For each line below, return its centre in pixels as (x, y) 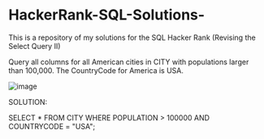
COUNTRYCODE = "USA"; (52, 126)
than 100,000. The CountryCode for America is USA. (96, 70)
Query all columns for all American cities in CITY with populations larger (129, 62)
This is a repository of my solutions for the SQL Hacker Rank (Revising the (132, 37)
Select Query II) (35, 46)
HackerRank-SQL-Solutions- (107, 15)
